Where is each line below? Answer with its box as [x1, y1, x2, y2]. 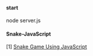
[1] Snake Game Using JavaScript [6, 43, 87, 50]
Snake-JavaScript [6, 30, 51, 37]
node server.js [6, 17, 41, 24]
